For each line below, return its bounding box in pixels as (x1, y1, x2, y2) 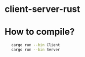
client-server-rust (4, 3, 81, 15)
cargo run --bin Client (11, 43, 60, 48)
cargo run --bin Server (11, 47, 60, 52)
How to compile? (4, 26, 75, 38)
